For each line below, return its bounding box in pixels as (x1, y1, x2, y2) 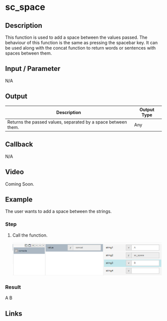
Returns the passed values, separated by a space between (7, 119, 127, 125)
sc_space (5, 1, 46, 13)
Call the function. (12, 232, 48, 238)
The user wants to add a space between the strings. (5, 208, 112, 214)
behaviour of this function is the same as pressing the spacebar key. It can (5, 40, 158, 46)
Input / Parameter (5, 64, 61, 73)
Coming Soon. (5, 181, 35, 187)
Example (5, 195, 33, 203)
